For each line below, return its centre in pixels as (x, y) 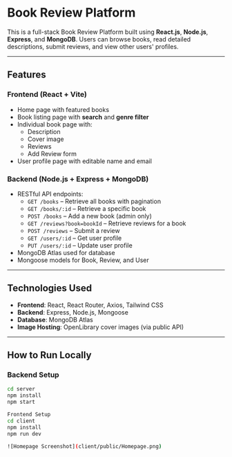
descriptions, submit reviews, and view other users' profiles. (93, 46)
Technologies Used (49, 288)
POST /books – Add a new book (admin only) (89, 216)
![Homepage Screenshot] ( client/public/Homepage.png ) (85, 446)
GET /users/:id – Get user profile (75, 238)
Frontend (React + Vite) (47, 95)
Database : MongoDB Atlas (55, 319)
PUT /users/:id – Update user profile (80, 245)
